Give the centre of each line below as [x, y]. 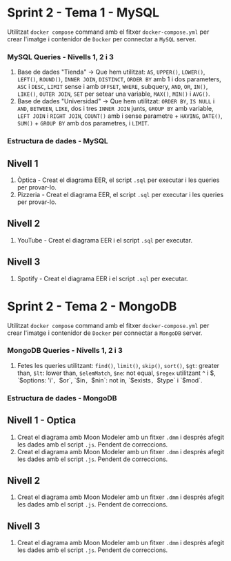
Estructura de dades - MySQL [58, 141]
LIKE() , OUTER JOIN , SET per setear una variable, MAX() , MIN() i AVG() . [113, 94]
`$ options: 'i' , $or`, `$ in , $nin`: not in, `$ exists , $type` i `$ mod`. [110, 380]
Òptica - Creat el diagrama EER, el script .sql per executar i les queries [118, 180]
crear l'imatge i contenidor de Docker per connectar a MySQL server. [102, 39]
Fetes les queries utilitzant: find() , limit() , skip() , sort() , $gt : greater [118, 365]
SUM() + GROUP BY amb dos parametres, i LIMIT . [83, 123]
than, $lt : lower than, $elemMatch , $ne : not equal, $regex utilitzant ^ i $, [116, 373]
